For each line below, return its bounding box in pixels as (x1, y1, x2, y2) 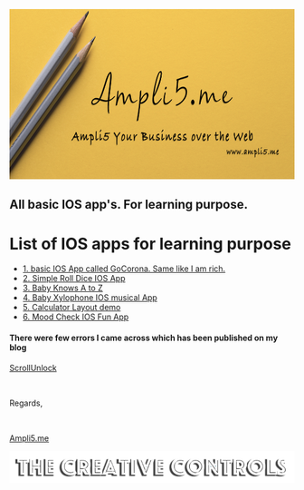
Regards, (9, 397, 43, 408)
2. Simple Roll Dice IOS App (22, 273, 126, 284)
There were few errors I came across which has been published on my (9, 332, 279, 343)
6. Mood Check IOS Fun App (22, 311, 129, 322)
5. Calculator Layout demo (22, 302, 121, 313)
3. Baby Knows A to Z (22, 282, 104, 294)
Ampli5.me (9, 432, 50, 444)
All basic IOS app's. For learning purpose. (9, 197, 249, 212)
